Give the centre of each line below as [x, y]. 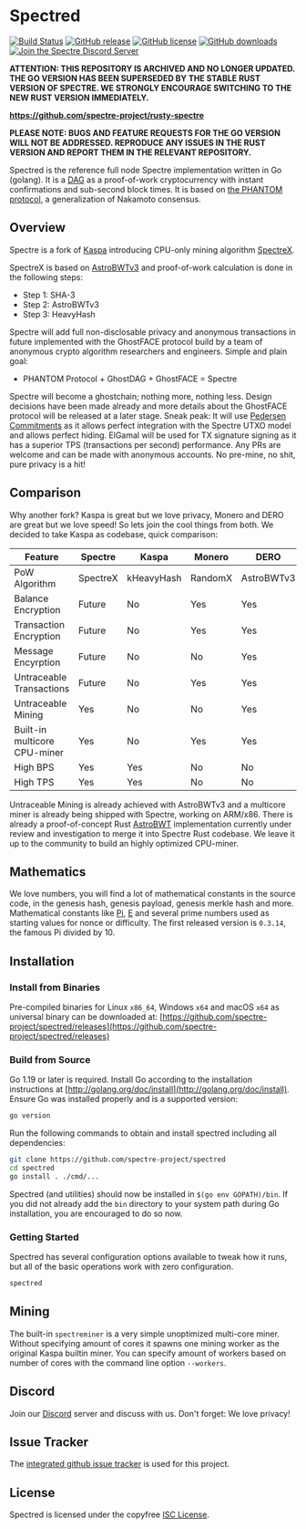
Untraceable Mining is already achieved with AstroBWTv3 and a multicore [148, 805]
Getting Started [44, 1237]
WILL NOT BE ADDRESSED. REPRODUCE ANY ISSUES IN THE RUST [138, 142]
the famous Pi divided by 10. [62, 932]
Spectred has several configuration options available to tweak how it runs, [148, 1257]
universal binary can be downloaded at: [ [86, 1017]
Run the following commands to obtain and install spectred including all [143, 1133]
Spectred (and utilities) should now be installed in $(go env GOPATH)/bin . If [149, 1194]
